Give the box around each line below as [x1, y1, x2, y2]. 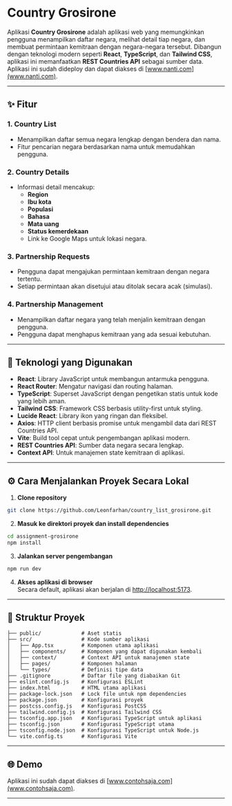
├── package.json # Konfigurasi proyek [7, 697, 144, 704]
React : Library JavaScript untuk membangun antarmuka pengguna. [17, 375, 209, 383]
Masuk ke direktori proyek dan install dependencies [17, 520, 169, 528]
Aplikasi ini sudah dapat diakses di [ [7, 777, 109, 785]
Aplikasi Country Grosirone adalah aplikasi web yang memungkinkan [7, 28, 205, 36]
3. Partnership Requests [7, 252, 90, 261]
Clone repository [17, 493, 67, 502]
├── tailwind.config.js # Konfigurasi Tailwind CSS [7, 709, 162, 716]
